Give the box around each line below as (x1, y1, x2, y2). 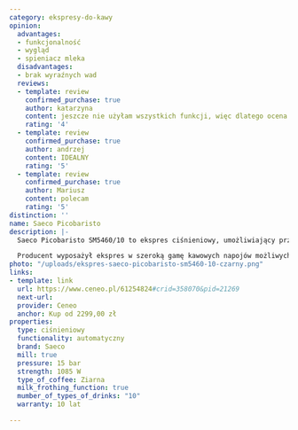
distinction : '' (9, 210, 69, 220)
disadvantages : (17, 63, 74, 72)
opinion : (9, 21, 42, 30)
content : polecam (25, 194, 90, 204)
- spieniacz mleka (17, 54, 86, 63)
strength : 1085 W (17, 367, 82, 376)
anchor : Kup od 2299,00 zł (17, 309, 117, 318)
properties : (9, 317, 53, 326)
